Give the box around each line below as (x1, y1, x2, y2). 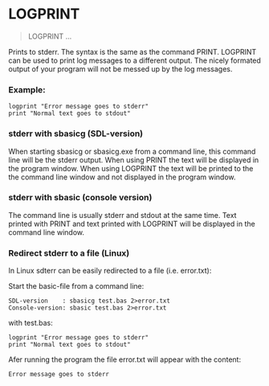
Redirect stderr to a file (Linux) (8, 247, 130, 258)
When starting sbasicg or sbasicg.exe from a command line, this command (8, 146, 256, 156)
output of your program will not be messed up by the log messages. (8, 64, 233, 73)
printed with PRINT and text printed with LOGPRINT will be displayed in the (8, 219, 255, 228)
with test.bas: (8, 318, 54, 328)
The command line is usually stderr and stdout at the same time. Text (8, 210, 237, 220)
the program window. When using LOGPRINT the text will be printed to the (8, 163, 254, 173)
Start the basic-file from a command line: (8, 281, 145, 291)
